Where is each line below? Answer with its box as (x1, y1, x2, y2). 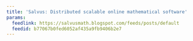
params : (6, 14, 26, 20)
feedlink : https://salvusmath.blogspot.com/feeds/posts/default (12, 20, 180, 26)
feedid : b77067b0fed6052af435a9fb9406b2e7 (12, 25, 122, 32)
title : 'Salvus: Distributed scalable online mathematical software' (6, 8, 188, 15)
